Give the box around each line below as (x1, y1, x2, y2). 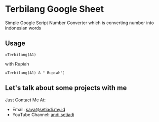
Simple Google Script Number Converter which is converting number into (5, 20, 154, 26)
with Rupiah (5, 61, 30, 67)
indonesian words (5, 25, 41, 30)
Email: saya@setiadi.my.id (12, 106, 66, 112)
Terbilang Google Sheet (5, 3, 104, 15)
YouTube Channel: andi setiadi (12, 112, 74, 118)
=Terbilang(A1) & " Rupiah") (5, 70, 65, 75)
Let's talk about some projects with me (5, 84, 127, 92)
